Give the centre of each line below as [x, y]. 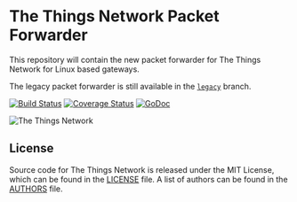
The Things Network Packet [114, 16]
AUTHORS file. [36, 189]
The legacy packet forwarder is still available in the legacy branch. [130, 86]
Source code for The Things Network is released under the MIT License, [142, 169]
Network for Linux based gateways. [74, 69]
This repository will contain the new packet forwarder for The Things [135, 59]
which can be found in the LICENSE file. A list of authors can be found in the [148, 179]
